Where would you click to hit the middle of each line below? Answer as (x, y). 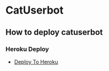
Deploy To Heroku (36, 62)
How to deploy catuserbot (54, 32)
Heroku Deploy (27, 49)
